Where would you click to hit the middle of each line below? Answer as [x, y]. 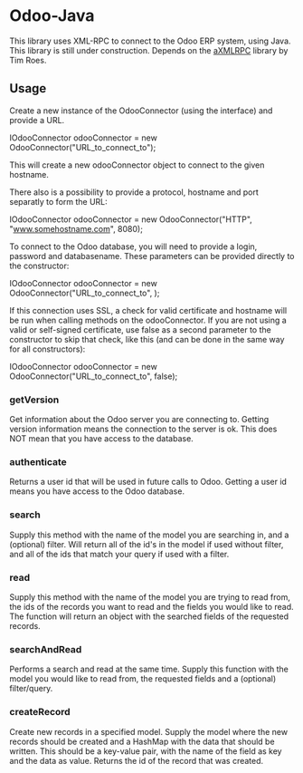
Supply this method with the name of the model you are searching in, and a [149, 535]
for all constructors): [47, 349]
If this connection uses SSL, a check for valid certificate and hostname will [148, 310]
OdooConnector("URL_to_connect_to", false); [94, 376]
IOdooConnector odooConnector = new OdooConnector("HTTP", [131, 219]
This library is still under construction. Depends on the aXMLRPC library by [149, 50]
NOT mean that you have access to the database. [102, 439]
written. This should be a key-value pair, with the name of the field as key [146, 751]
